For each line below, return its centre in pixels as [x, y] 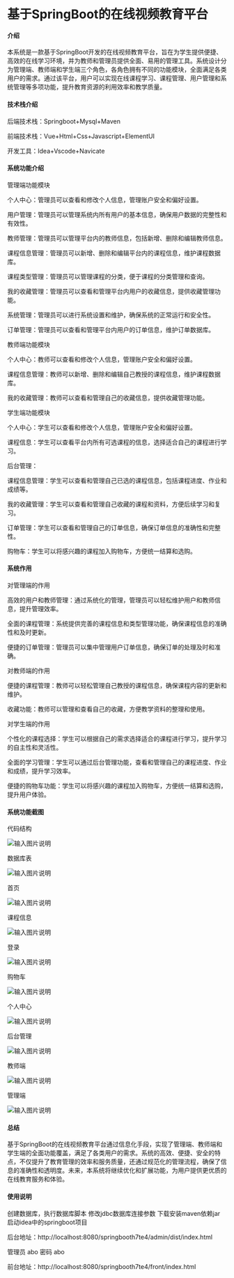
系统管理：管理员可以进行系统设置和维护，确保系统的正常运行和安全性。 [111, 315]
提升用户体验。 [29, 795]
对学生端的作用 [29, 724]
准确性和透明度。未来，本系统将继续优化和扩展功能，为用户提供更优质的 [123, 1171]
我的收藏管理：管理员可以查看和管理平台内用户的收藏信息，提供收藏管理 [111, 291]
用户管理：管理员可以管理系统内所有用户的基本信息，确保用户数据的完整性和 [117, 214]
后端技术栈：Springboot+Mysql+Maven [64, 121]
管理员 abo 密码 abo [36, 1251]
